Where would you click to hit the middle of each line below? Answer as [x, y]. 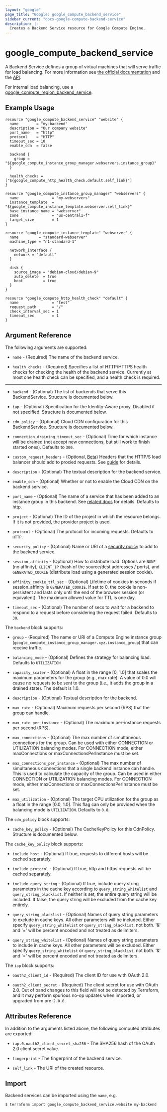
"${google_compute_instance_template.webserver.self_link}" [69, 207]
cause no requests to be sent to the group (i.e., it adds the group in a [83, 683]
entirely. [21, 905]
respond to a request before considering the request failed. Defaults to [85, 612]
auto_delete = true [35, 276]
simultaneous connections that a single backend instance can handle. [84, 768]
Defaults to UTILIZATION [37, 662]
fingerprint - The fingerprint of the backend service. [67, 1058]
